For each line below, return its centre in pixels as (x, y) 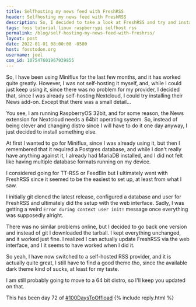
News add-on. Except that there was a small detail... (69, 102)
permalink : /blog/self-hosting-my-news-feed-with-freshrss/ (81, 33)
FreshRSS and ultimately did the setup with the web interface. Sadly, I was (95, 203)
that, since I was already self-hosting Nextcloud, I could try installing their (94, 95)
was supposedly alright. (35, 215)
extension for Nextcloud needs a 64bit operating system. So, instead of (92, 119)
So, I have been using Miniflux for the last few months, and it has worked (93, 77)
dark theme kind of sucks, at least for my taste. (63, 268)
